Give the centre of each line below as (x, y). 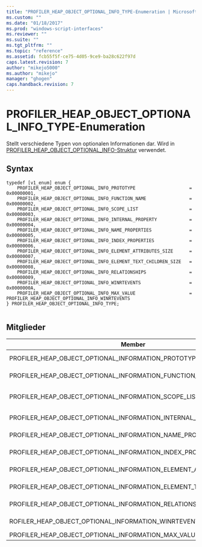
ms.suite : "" (23, 40)
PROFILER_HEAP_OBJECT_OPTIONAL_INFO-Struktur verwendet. (86, 150)
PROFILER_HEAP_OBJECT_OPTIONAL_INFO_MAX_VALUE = (105, 293)
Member (133, 344)
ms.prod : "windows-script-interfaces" (55, 29)
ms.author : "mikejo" (32, 73)
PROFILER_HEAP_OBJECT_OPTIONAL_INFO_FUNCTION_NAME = (105, 198)
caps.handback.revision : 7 (40, 85)
